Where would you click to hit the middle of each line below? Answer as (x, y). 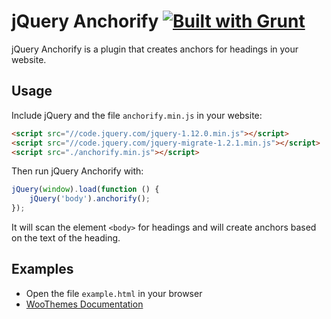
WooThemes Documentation (84, 304)
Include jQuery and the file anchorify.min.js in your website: (137, 115)
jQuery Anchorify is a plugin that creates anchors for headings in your (155, 49)
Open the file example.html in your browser (114, 293)
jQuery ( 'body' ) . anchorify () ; (90, 199)
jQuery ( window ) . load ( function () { (85, 190)
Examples (42, 269)
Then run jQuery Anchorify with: (77, 171)
